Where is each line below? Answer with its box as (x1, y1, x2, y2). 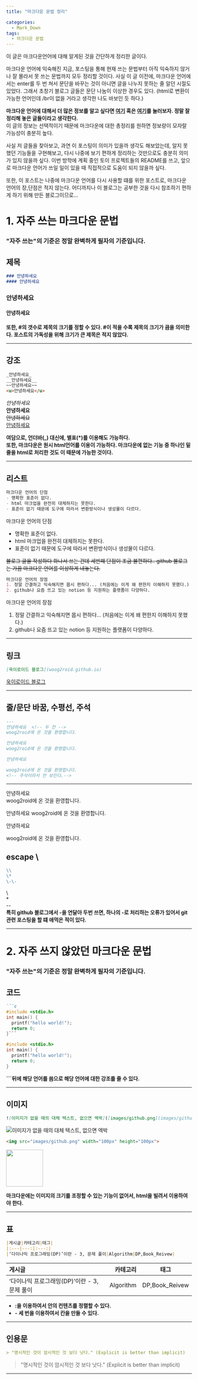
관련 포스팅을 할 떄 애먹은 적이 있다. (6, 916, 87, 923)
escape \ (6, 852, 39, 862)
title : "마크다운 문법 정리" (6, 8, 68, 15)
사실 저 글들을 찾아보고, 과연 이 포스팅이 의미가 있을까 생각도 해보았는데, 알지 (6, 142, 182, 149)
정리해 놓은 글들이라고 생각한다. (6, 115, 78, 122)
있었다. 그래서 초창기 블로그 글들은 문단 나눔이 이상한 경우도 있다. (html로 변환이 (6, 87, 190, 95)
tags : (6, 30, 19, 36)
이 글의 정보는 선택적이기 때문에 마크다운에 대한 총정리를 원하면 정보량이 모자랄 (6, 122, 187, 129)
